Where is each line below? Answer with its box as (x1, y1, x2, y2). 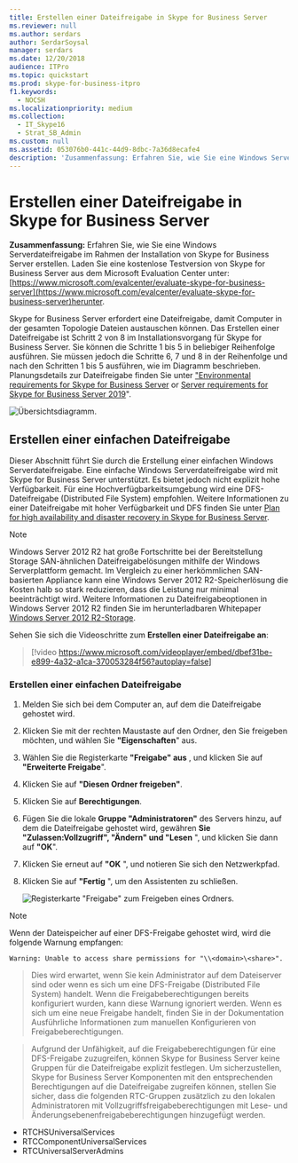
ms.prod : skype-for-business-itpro (9, 79, 141, 88)
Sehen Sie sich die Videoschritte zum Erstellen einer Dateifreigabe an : (9, 629, 269, 640)
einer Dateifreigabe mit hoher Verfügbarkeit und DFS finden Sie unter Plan (9, 502, 281, 513)
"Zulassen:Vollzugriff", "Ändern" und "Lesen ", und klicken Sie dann (21, 832, 278, 843)
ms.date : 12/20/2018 (9, 54, 86, 63)
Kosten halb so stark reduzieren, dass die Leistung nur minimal (9, 584, 239, 595)
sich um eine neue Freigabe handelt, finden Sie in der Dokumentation (30, 1007, 284, 1017)
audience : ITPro (9, 63, 69, 72)
